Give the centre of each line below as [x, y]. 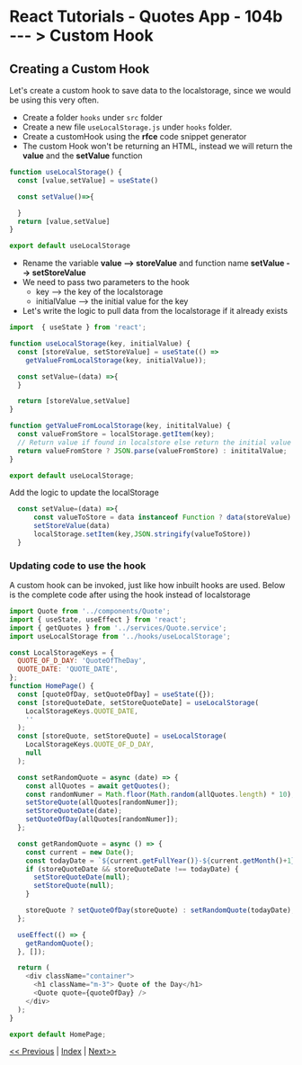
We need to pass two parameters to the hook [106, 282]
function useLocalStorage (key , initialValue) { [100, 344]
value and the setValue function [82, 156]
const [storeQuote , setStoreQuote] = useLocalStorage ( [122, 736]
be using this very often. [54, 100]
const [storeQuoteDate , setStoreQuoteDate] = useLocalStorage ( [138, 703]
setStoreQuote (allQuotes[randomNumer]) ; [102, 802]
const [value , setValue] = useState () [88, 180]
